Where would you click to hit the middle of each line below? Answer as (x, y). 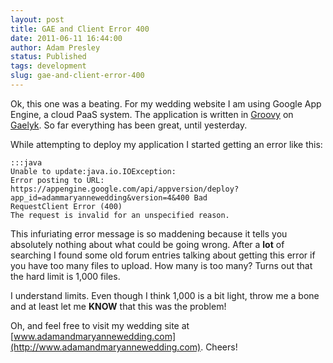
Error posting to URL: (57, 180)
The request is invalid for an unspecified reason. (120, 215)
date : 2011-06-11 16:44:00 (66, 38)
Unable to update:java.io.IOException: (93, 171)
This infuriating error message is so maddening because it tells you (149, 233)
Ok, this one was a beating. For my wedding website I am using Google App (166, 103)
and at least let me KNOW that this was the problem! (118, 306)
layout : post (37, 19)
